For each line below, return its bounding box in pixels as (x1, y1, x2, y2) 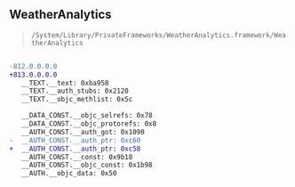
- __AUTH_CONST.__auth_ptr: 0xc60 (9, 135, 141, 145)
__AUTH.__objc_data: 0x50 (20, 169, 117, 178)
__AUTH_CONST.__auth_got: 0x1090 (20, 127, 145, 136)
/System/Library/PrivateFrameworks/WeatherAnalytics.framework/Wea (30, 30, 286, 39)
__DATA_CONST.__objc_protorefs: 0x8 (20, 119, 157, 128)
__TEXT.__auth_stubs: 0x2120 (20, 86, 129, 96)
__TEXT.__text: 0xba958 (20, 78, 109, 87)
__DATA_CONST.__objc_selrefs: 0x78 (20, 111, 153, 120)
